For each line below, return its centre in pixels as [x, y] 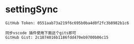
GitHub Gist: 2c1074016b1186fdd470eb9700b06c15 [57, 37]
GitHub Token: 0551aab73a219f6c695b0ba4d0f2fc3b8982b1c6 [67, 23]
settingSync [32, 9]
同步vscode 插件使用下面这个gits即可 [41, 33]
